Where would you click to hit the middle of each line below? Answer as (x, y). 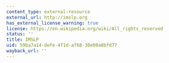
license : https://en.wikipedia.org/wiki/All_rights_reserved (85, 28)
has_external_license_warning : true (52, 23)
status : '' (20, 34)
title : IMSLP (23, 40)
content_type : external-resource (48, 12)
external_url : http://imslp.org (47, 17)
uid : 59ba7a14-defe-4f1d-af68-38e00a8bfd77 (62, 46)
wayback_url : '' (27, 51)
